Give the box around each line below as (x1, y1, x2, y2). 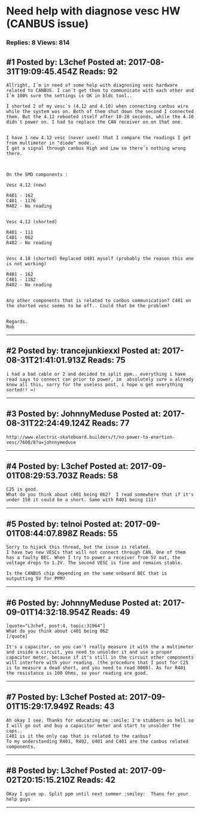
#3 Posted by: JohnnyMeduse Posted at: (6, 409, 162, 419)
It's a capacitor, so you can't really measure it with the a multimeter (6, 644, 194, 650)
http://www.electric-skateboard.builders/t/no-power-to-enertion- (6, 434, 175, 440)
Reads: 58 (80, 470, 118, 481)
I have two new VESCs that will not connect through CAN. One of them (6, 549, 186, 556)
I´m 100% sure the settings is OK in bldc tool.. (6, 92, 133, 98)
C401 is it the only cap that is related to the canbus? (6, 733, 151, 739)
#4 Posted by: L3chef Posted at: (6, 461, 129, 471)
